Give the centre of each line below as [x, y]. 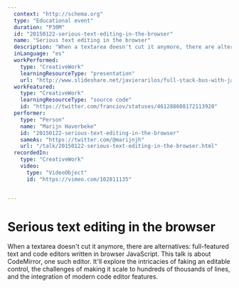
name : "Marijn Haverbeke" [59, 126]
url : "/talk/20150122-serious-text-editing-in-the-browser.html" [119, 146]
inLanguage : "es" [39, 54]
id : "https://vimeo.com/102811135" [79, 179]
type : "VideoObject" [57, 172]
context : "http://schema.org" [58, 14]
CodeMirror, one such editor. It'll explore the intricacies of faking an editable [119, 262]
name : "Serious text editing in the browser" [83, 41]
